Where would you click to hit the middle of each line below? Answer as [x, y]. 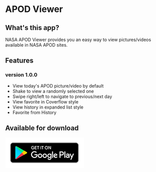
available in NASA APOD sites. [36, 45]
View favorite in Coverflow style [45, 101]
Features [19, 61]
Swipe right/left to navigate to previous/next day [62, 96]
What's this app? [32, 28]
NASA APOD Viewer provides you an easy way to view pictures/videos [78, 39]
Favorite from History [34, 112]
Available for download [42, 128]
